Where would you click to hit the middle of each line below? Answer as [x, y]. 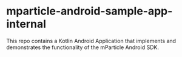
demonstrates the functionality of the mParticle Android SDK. [83, 47]
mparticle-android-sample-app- [89, 11]
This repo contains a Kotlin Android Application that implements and [91, 41]
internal [26, 24]
